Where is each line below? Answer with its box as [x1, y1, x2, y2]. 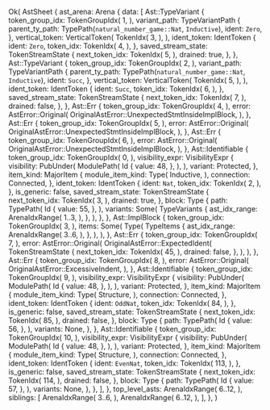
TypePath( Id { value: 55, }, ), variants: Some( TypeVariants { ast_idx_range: [8, 204, 258, 213]
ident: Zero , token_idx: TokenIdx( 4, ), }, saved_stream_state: [8, 41, 208, 51]
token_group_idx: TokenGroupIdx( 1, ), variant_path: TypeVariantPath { [8, 15, 241, 25]
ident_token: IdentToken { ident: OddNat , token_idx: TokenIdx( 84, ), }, [8, 299, 236, 307]
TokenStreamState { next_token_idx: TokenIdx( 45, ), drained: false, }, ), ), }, [8, 247, 260, 257]
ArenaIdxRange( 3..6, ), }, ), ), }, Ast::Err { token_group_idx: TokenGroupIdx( [8, 230, 258, 239]
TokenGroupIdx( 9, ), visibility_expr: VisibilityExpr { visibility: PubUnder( [8, 273, 244, 282]
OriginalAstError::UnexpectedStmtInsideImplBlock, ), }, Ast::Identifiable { [8, 144, 248, 153]
